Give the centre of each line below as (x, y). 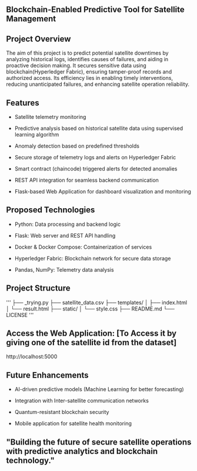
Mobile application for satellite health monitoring (73, 423)
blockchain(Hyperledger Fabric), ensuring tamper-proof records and (89, 72)
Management (31, 19)
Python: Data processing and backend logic (68, 224)
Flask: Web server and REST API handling (65, 235)
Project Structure (38, 288)
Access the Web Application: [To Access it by (91, 334)
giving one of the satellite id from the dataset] (91, 343)
